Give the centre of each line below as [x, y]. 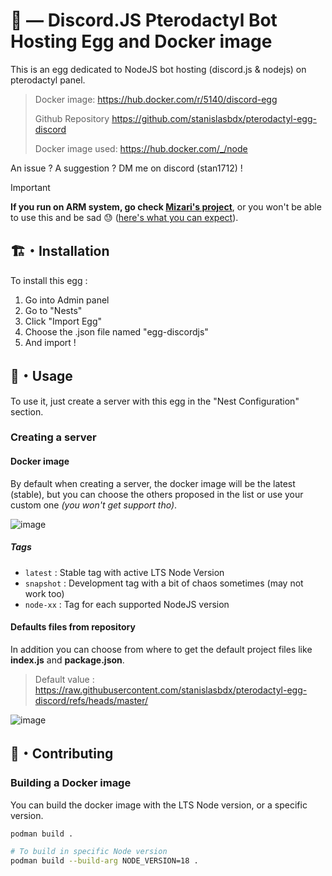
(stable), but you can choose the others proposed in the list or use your [157, 494]
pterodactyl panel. [48, 80]
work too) [44, 593]
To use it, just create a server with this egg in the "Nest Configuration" [155, 401]
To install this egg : [49, 280]
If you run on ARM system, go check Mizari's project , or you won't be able [166, 206]
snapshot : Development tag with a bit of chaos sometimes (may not [164, 583]
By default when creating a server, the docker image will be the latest [153, 483]
